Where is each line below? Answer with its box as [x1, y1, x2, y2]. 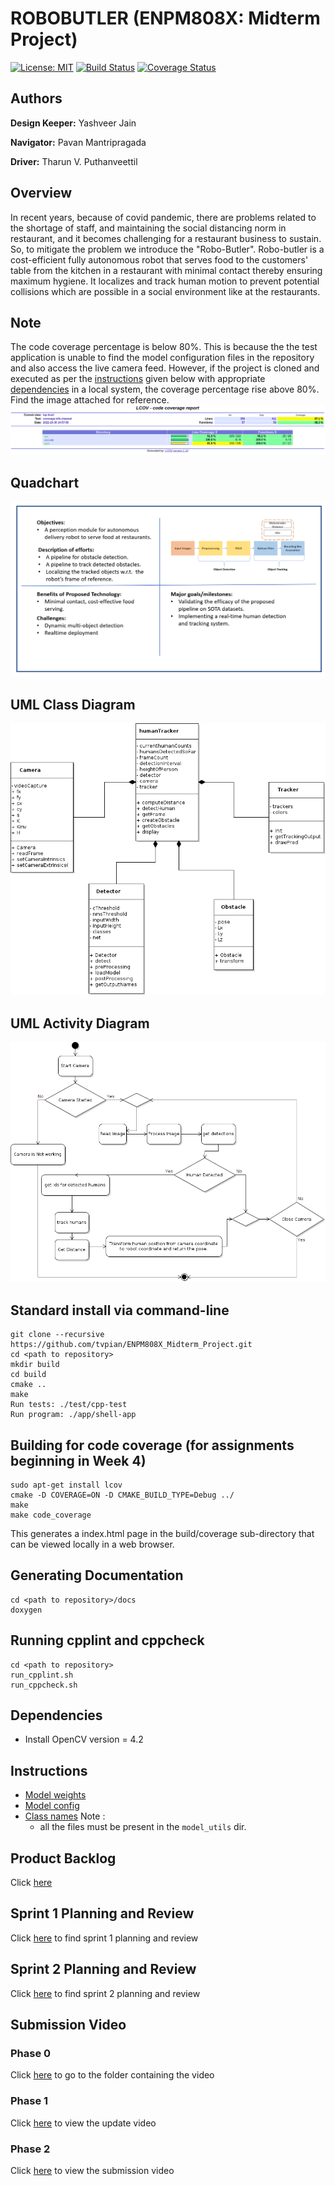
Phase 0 [10, 2046, 52, 2060]
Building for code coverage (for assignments [10, 1437, 295, 1454]
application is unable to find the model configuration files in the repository [10, 352, 315, 364]
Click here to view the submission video [10, 2164, 175, 2176]
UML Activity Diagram [10, 1015, 150, 1032]
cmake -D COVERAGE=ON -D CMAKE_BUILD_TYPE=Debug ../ [10, 1490, 235, 1500]
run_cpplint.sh [10, 1670, 74, 1680]
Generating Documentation [10, 1567, 184, 1584]
